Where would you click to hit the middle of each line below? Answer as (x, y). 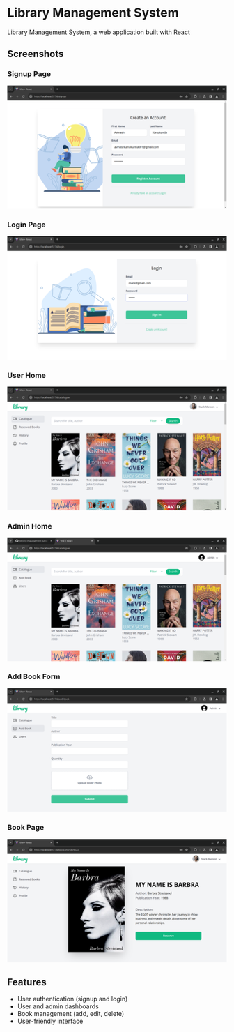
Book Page (26, 828)
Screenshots (36, 54)
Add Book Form (34, 676)
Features (27, 982)
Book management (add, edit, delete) (71, 1013)
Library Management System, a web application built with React (99, 32)
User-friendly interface (50, 1021)
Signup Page (29, 74)
